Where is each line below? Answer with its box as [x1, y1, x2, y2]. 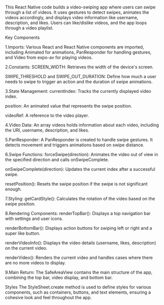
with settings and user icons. [5, 216, 64, 222]
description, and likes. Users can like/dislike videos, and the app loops [5, 20, 147, 26]
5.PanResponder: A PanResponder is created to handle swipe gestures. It [5, 137, 153, 142]
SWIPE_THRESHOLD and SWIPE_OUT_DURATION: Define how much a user [5, 74, 157, 79]
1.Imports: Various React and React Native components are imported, [5, 44, 144, 50]
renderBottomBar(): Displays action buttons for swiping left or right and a [5, 225, 152, 231]
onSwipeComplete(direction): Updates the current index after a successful [5, 166, 156, 172]
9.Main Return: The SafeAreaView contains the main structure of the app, [5, 270, 153, 275]
